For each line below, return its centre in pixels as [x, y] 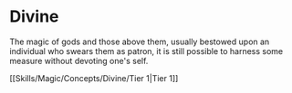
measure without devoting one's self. [79, 60]
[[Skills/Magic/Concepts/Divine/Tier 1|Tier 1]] [94, 78]
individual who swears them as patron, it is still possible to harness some [146, 51]
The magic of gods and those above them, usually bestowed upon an [140, 42]
